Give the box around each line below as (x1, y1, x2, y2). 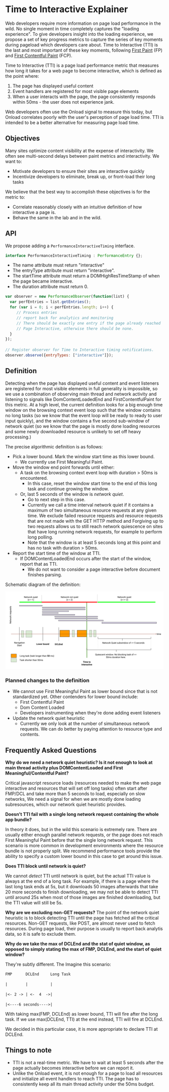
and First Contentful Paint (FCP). (5, 52, 72, 59)
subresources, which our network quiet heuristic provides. (5, 801, 127, 807)
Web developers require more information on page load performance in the (5, 20, 161, 26)
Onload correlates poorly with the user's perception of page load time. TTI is (5, 114, 164, 120)
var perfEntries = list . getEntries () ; (10, 299, 92, 304)
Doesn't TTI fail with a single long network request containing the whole (5, 811, 159, 817)
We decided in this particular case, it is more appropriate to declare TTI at (5, 1026, 158, 1032)
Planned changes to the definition (5, 676, 90, 684)
